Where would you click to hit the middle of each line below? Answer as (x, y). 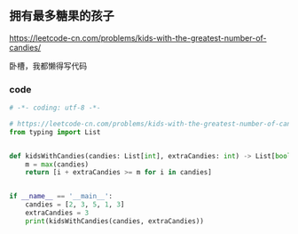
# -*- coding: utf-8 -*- (55, 108)
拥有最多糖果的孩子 (62, 16)
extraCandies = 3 (57, 213)
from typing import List (55, 132)
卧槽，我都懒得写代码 (48, 66)
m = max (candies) (57, 164)
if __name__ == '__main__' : (61, 197)
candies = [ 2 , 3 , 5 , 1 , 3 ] (75, 205)
